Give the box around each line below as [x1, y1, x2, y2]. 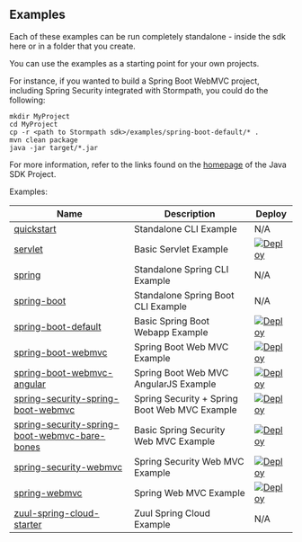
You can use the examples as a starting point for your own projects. [9, 58, 260, 68]
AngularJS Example [134, 378, 217, 390]
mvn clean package [9, 135, 78, 145]
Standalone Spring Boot [134, 289, 235, 301]
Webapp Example [134, 325, 209, 338]
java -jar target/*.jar [9, 143, 99, 152]
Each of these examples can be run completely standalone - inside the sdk [9, 31, 286, 41]
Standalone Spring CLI [134, 262, 229, 275]
